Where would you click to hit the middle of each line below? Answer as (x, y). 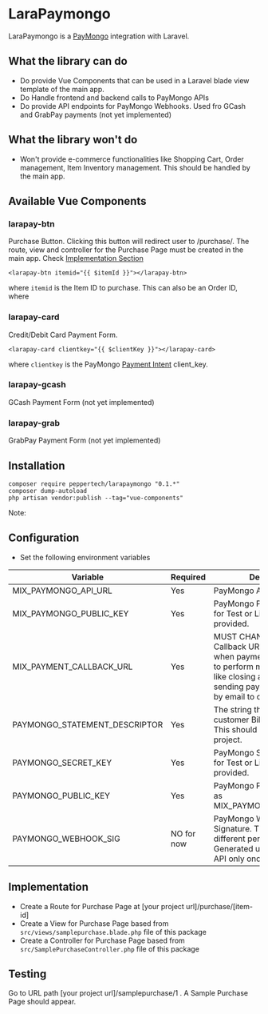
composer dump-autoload (48, 491)
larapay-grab (34, 423)
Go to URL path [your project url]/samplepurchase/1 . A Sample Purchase (128, 993)
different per (237, 839)
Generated (233, 848)
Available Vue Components (77, 201)
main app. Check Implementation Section (76, 259)
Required (188, 577)
